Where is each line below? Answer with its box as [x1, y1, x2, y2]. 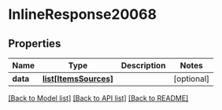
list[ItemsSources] [42, 73, 114, 84]
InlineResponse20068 [8, 5, 157, 24]
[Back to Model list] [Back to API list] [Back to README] [8, 93, 189, 103]
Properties [8, 37, 61, 50]
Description [120, 60, 166, 71]
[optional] [172, 73, 210, 84]
